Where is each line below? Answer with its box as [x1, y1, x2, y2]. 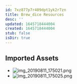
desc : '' [5, 17, 24, 22]
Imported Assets [5, 54, 59, 63]
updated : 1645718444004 [5, 21, 55, 27]
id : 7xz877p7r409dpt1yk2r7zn [5, 7, 66, 13]
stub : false [5, 31, 30, 36]
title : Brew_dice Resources [5, 12, 64, 17]
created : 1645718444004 [5, 26, 55, 31]
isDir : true [5, 36, 30, 41]
